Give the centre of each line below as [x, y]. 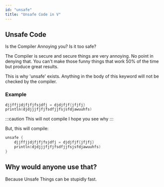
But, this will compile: [27, 129]
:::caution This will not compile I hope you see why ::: [59, 119]
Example [16, 94]
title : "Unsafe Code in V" [33, 14]
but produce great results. [32, 67]
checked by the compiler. [31, 82]
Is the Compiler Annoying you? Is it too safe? [51, 47]
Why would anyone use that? [51, 167]
